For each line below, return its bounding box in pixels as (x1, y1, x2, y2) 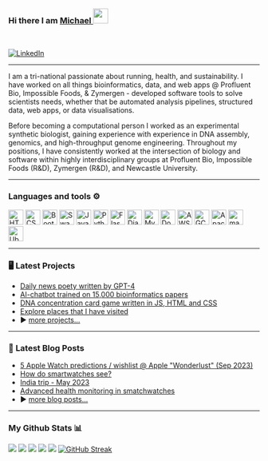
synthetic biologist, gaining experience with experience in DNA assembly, (8, 129, 250, 139)
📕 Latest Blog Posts (8, 342, 85, 353)
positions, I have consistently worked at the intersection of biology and (8, 146, 241, 156)
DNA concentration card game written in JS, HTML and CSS (19, 298, 218, 308)
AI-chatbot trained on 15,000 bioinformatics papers (19, 289, 189, 299)
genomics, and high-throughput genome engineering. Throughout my (8, 138, 238, 148)
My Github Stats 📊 (8, 423, 83, 434)
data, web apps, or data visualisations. (8, 105, 135, 115)
